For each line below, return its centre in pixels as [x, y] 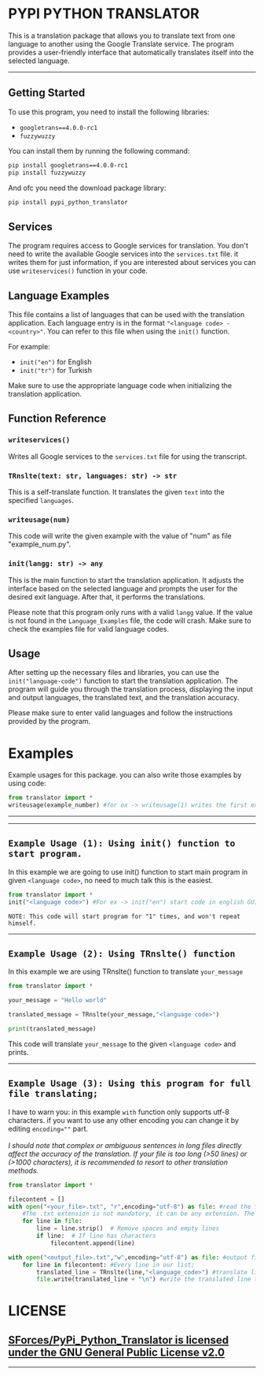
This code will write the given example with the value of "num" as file [120, 536]
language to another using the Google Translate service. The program [121, 43]
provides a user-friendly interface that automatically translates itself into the [131, 52]
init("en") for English [55, 362]
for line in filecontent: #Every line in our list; [108, 1265]
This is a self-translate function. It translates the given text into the [117, 492]
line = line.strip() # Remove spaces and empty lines [128, 1229]
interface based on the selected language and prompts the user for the [123, 588]
